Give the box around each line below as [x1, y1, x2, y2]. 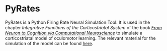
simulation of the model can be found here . [5, 40, 93, 46]
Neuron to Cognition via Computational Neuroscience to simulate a [5, 30, 143, 36]
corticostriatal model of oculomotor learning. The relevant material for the [5, 35, 156, 41]
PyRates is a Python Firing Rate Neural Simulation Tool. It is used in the [5, 19, 150, 25]
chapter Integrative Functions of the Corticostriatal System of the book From [5, 24, 162, 30]
